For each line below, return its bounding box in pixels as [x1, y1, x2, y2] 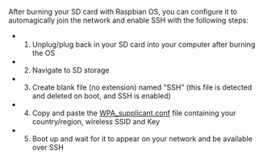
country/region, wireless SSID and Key [31, 117, 160, 126]
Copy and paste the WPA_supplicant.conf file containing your [31, 108, 236, 118]
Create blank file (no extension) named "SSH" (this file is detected [31, 82, 253, 92]
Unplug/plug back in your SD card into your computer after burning [31, 40, 256, 49]
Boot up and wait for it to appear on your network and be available [31, 134, 253, 144]
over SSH [31, 143, 65, 152]
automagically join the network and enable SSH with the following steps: [8, 15, 248, 25]
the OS [31, 48, 56, 57]
